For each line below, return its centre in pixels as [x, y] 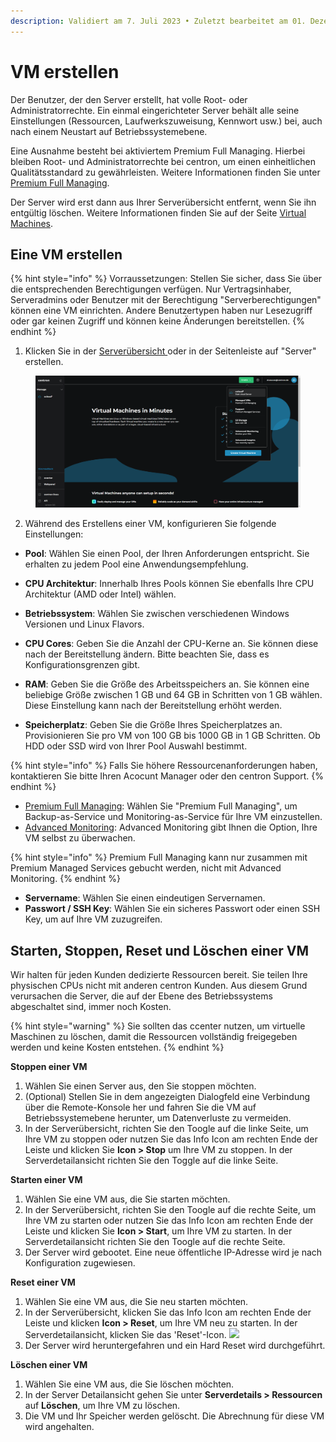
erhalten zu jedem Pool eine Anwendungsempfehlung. [136, 564]
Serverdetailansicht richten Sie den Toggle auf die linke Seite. [151, 1160]
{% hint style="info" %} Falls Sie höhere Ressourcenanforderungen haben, [164, 766]
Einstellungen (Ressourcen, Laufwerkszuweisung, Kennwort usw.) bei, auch [166, 121]
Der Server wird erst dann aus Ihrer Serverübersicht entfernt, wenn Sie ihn [163, 202]
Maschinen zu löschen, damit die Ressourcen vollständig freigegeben [154, 1036]
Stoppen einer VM [49, 1066]
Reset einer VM [43, 1282]
